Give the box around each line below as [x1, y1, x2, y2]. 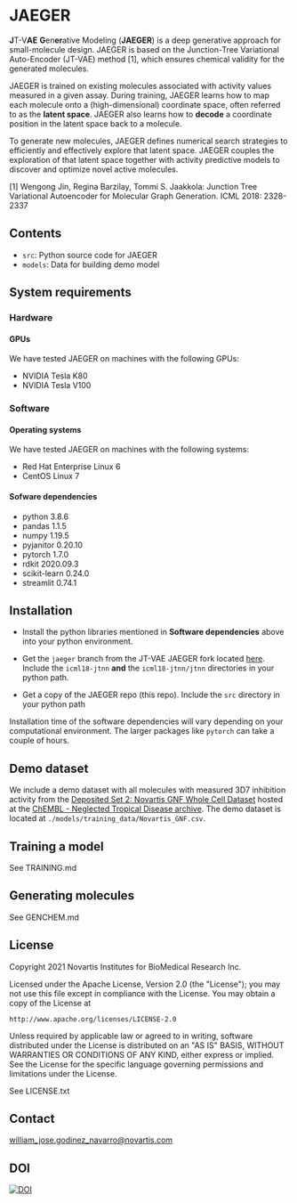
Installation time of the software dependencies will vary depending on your [9, 716, 284, 727]
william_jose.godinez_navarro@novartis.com [9, 1134, 173, 1145]
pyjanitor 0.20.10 [21, 540, 83, 550]
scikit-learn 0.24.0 [21, 567, 90, 579]
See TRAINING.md [9, 863, 77, 874]
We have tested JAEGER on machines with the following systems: [9, 444, 249, 455]
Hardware [9, 312, 53, 324]
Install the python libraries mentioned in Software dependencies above [21, 627, 285, 638]
